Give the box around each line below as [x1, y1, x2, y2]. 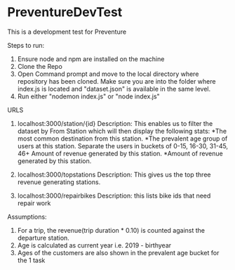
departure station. [17, 233, 70, 242]
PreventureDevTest [7, 4, 123, 20]
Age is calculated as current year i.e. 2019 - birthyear [17, 240, 172, 250]
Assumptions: [7, 212, 47, 221]
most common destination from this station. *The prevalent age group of [17, 134, 228, 143]
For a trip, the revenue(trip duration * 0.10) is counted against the [17, 226, 206, 234]
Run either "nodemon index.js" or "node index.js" [17, 92, 160, 101]
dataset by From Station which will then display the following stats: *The [17, 127, 227, 135]
